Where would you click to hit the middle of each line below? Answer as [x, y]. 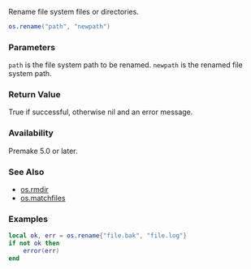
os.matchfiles [43, 199]
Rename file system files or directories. [74, 12]
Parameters [32, 47]
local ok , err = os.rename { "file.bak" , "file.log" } [97, 236]
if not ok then [34, 243]
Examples [28, 219]
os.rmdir [34, 190]
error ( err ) [41, 251]
